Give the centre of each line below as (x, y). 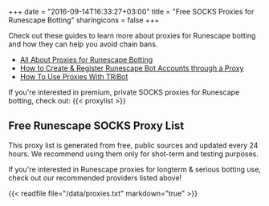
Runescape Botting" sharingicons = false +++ (84, 20)
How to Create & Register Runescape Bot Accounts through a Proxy (132, 68)
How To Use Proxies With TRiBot (74, 77)
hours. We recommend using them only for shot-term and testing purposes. (133, 153)
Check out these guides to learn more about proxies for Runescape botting (132, 36)
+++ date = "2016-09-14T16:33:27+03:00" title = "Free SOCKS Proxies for (131, 12)
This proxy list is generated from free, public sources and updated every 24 (133, 145)
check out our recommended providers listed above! (95, 178)
